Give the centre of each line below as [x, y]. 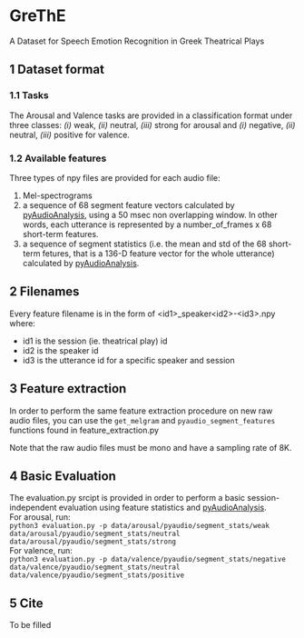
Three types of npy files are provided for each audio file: [115, 177]
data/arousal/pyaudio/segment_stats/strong [93, 542]
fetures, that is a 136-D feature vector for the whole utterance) [158, 253]
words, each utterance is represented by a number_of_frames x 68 [147, 224]
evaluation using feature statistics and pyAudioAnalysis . [162, 508]
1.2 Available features [58, 158]
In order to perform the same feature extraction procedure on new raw [141, 411]
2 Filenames [44, 292]
